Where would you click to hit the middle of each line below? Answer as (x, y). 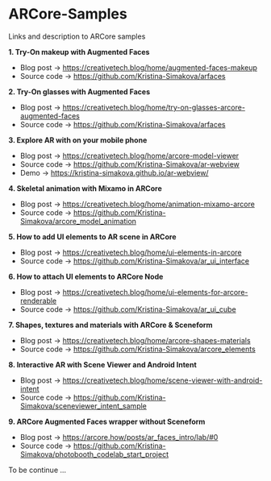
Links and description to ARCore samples (77, 36)
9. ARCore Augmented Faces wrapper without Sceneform (107, 421)
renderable (38, 301)
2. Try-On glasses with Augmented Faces (79, 91)
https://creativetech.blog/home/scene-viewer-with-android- (163, 380)
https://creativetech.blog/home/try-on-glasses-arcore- (154, 107)
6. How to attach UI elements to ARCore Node (86, 276)
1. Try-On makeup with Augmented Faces (79, 52)
